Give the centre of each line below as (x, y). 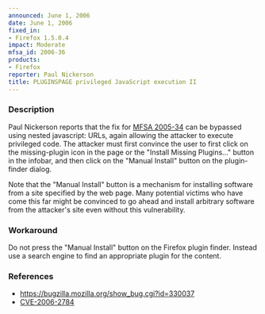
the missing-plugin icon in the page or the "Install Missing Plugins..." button (131, 152)
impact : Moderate (37, 45)
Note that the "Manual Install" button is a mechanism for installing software (131, 184)
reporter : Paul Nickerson (51, 75)
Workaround (33, 230)
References (31, 277)
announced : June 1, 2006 (49, 15)
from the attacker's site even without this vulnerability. (97, 209)
